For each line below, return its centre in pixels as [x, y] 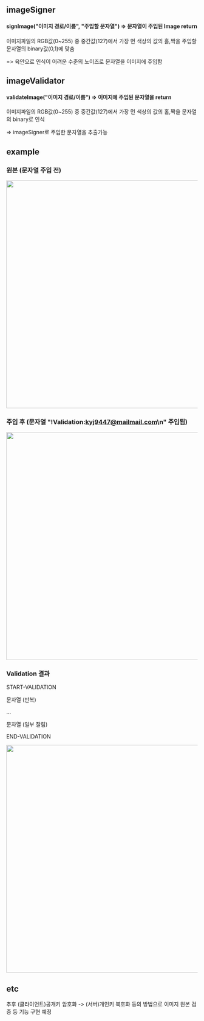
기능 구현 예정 [35, 1012]
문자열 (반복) [21, 700]
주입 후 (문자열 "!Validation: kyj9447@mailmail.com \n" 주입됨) [97, 422]
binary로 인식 [29, 119]
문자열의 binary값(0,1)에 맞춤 [40, 49]
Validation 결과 [28, 674]
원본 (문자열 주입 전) [34, 170]
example [23, 152]
